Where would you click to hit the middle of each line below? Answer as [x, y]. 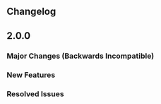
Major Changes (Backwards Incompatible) [80, 56]
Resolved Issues [35, 93]
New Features [31, 75]
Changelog [31, 12]
